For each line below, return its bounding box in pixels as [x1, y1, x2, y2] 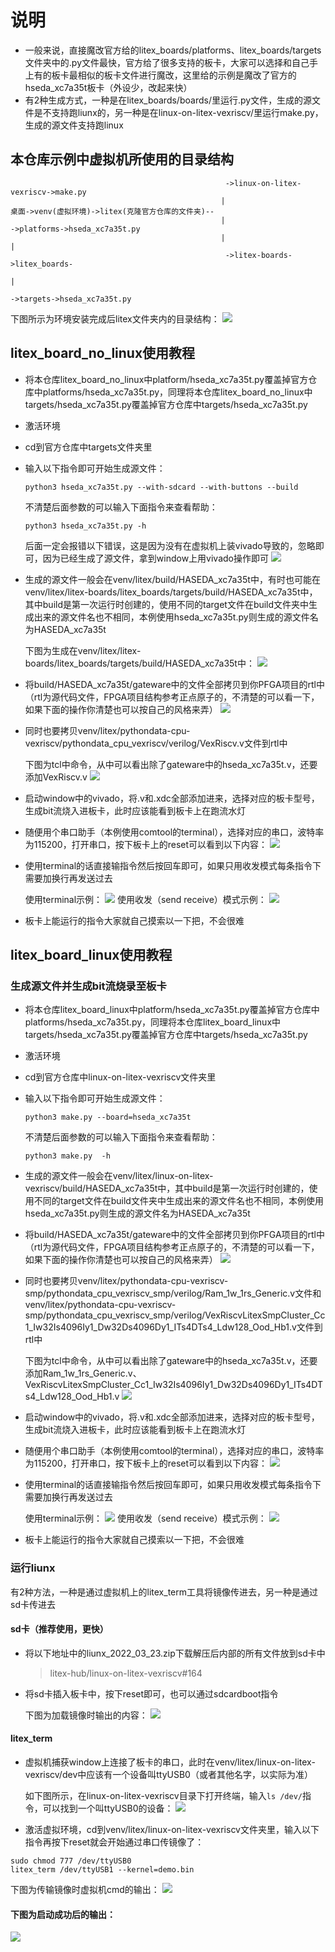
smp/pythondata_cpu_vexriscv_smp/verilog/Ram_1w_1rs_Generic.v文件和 [24, 1287, 322, 1300]
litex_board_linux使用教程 [10, 946, 173, 963]
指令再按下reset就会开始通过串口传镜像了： [24, 1836, 205, 1848]
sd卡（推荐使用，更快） [10, 1623, 109, 1635]
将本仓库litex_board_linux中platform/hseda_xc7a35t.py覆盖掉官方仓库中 [24, 1004, 320, 1016]
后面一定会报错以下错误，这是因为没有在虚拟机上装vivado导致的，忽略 [24, 539, 316, 551]
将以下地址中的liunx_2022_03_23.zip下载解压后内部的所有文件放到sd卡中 [24, 1647, 326, 1659]
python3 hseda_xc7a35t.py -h [24, 521, 147, 531]
